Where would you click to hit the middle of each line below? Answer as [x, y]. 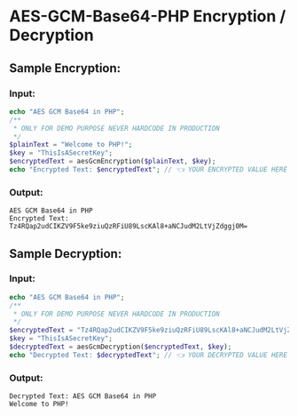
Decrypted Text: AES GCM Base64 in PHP [83, 396]
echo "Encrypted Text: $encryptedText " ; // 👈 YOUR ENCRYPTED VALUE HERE [149, 170]
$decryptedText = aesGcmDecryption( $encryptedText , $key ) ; [121, 347]
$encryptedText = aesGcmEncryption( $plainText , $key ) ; [113, 162]
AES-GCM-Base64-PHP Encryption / [148, 16]
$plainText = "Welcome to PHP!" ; [71, 145]
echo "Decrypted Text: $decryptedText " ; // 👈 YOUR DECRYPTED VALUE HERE [149, 355]
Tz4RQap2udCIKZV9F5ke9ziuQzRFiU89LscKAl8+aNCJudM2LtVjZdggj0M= [129, 227]
